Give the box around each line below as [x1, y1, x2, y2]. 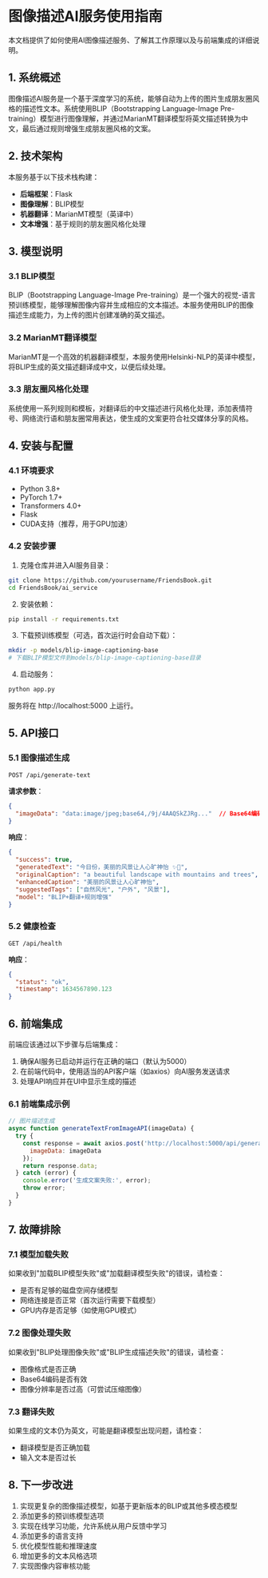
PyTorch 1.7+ [19, 492, 63, 502]
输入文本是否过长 [19, 1452, 77, 1463]
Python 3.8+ [19, 484, 61, 493]
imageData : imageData [29, 1146, 102, 1155]
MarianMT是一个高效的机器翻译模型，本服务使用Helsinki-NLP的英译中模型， [8, 352, 260, 361]
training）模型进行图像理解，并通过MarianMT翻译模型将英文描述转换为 [8, 114, 242, 123]
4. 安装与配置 [8, 439, 73, 452]
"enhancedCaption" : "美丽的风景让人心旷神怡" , [15, 878, 160, 886]
